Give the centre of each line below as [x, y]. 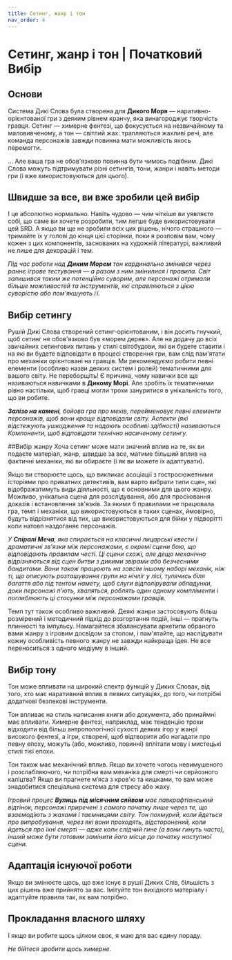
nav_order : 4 [27, 20]
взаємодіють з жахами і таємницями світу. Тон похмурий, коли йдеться [115, 814]
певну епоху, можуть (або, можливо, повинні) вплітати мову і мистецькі [115, 744]
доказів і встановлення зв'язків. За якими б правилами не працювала [111, 504]
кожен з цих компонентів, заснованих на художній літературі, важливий [115, 243]
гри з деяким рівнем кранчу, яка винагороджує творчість [133, 118]
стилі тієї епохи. [31, 751]
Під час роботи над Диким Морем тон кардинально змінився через [109, 264]
